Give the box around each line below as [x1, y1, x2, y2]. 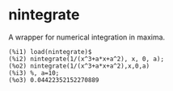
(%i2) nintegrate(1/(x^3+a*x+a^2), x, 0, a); [8, 55, 164, 63]
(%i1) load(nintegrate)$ [8, 48, 92, 56]
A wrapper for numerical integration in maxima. [8, 32, 166, 42]
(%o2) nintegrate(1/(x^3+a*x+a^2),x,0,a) [8, 62, 150, 70]
